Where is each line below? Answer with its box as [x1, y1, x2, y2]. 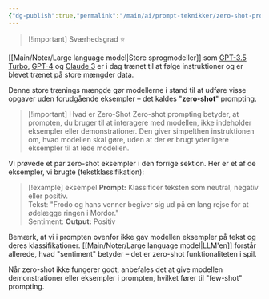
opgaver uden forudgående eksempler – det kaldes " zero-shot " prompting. [8, 94, 257, 103]
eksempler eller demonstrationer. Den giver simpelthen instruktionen [27, 126, 255, 136]
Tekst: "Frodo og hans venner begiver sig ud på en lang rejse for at [27, 199, 250, 209]
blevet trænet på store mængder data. [8, 70, 134, 79]
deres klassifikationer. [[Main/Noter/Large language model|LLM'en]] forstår [8, 241, 257, 250]
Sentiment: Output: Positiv [27, 217, 116, 226]
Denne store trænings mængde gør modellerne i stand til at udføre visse [8, 85, 247, 94]
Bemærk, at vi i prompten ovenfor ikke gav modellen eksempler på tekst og [8, 232, 256, 241]
